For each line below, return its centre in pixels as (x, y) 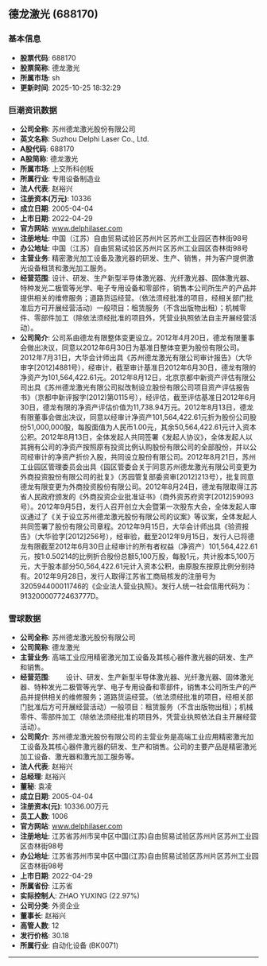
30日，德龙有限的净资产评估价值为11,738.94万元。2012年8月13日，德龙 (137, 407)
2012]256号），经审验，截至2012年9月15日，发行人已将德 (161, 536)
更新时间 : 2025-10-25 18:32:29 (70, 87)
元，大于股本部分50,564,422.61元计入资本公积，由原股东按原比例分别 (134, 566)
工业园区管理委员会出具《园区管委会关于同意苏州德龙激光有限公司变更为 (138, 467)
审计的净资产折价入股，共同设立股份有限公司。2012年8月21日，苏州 (145, 456)
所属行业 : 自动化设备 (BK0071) (69, 945)
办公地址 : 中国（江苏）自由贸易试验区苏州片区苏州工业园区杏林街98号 (134, 248)
